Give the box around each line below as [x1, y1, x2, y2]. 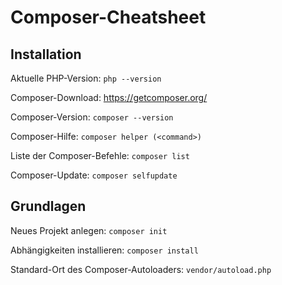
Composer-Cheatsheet [10, 6, 207, 29]
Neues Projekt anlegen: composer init [10, 224, 168, 236]
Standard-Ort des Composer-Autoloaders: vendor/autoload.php [10, 263, 272, 275]
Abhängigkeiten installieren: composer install [10, 244, 199, 256]
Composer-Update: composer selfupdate [10, 169, 178, 181]
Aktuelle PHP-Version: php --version [10, 72, 162, 84]
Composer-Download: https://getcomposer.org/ [10, 92, 208, 103]
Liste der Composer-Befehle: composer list [10, 150, 190, 161]
